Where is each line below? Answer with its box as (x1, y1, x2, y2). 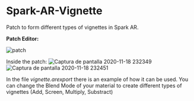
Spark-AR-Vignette (6, 4, 103, 18)
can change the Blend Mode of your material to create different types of (6, 82, 182, 89)
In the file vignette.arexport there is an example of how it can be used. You (6, 76, 189, 83)
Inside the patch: (6, 58, 47, 65)
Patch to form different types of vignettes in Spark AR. (6, 24, 139, 31)
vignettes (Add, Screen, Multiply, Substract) (6, 88, 113, 95)
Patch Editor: (6, 35, 39, 42)
